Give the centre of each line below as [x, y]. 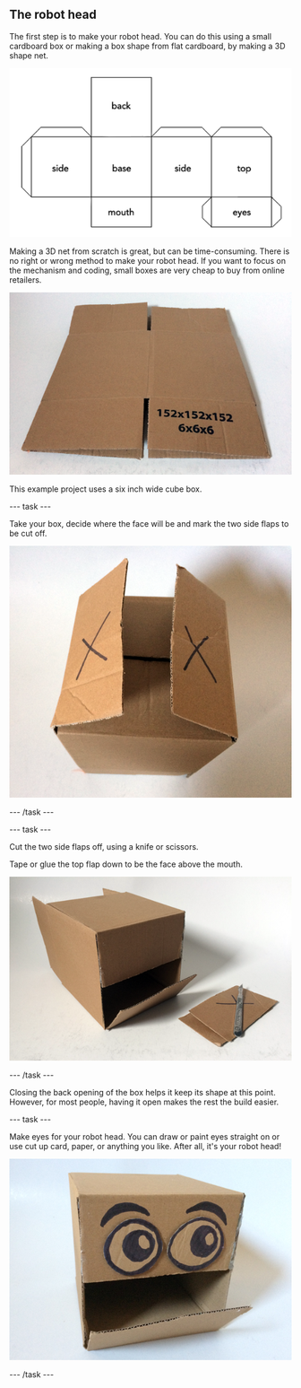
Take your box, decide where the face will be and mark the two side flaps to [149, 523]
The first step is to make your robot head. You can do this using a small [140, 36]
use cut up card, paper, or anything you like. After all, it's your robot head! [146, 1146]
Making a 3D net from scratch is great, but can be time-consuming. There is [150, 251]
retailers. [26, 280]
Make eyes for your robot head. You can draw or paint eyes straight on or [145, 1136]
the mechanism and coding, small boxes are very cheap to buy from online [147, 271]
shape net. [29, 55]
